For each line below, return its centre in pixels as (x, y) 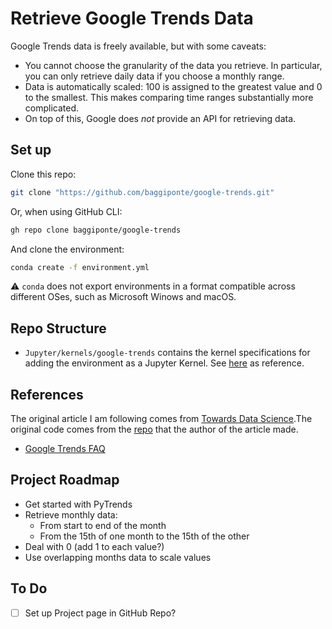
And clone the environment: (67, 249)
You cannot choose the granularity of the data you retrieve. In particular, (173, 65)
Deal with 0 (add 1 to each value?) (94, 546)
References (47, 394)
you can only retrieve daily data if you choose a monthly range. (154, 76)
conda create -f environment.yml (80, 267)
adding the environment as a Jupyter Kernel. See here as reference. (164, 363)
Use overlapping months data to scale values (118, 557)
